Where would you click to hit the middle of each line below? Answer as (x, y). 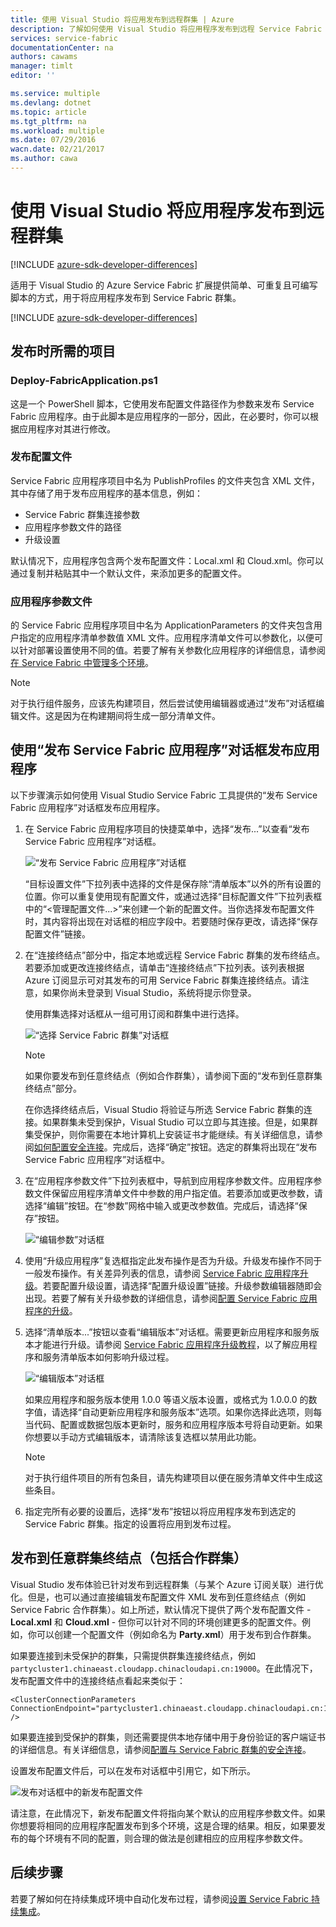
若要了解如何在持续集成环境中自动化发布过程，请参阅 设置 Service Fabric (160, 1898)
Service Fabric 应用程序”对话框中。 (97, 1159)
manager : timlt (42, 66)
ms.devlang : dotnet (51, 102)
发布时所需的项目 (63, 351)
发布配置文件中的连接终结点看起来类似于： (98, 1680)
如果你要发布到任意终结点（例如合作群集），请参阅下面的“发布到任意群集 (173, 1075)
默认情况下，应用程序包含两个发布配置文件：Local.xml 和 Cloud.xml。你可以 (167, 560)
